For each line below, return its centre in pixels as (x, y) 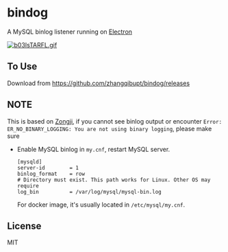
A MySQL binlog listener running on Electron (69, 32)
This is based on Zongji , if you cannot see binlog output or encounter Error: (115, 121)
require (28, 186)
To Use (22, 67)
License (24, 226)
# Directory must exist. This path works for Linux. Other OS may (114, 180)
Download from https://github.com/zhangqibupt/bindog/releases (99, 83)
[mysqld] (29, 162)
